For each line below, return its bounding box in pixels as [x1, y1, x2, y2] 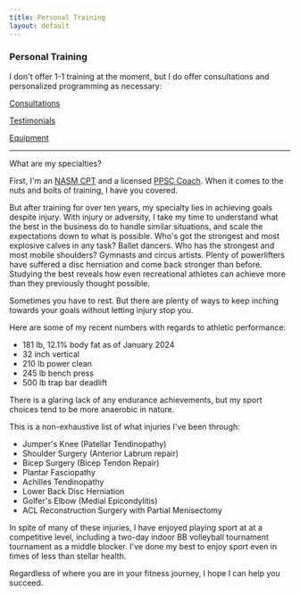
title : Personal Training [9, 12, 105, 22]
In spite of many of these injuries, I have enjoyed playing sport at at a [9, 522, 263, 533]
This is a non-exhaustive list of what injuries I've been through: [9, 421, 241, 432]
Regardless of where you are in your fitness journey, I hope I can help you [9, 567, 280, 578]
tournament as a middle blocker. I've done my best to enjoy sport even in [9, 541, 278, 551]
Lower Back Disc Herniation [21, 485, 125, 496]
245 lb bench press [21, 368, 95, 378]
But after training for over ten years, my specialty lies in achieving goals [9, 202, 273, 212]
